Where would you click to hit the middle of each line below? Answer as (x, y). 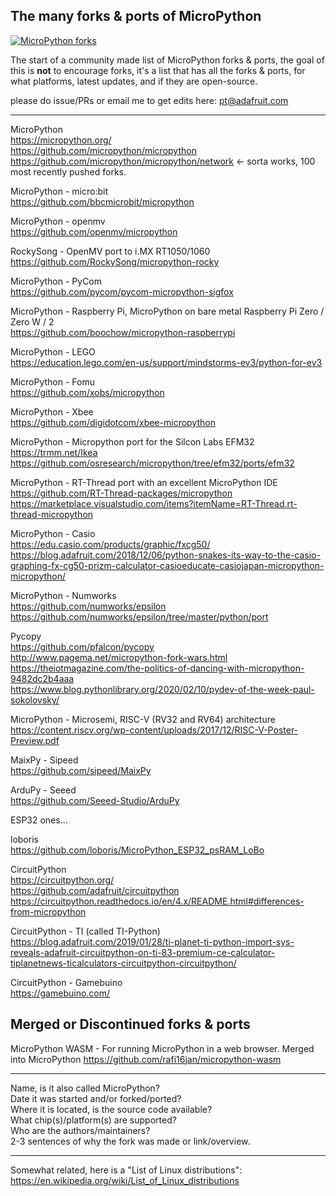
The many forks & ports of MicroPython (136, 16)
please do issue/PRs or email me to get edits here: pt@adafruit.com (149, 100)
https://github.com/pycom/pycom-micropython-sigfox (122, 291)
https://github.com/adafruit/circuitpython (95, 890)
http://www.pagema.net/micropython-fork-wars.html (119, 657)
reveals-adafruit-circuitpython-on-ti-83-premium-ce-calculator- (143, 952)
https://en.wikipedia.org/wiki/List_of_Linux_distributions (125, 1180)
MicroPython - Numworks (63, 595)
